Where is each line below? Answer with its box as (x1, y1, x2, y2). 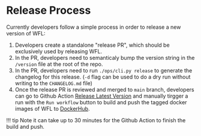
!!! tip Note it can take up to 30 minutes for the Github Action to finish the (6, 116, 186, 123)
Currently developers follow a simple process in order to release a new (6, 23, 181, 31)
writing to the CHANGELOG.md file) (14, 79, 93, 87)
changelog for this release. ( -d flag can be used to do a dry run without (14, 73, 191, 80)
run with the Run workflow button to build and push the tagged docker (14, 98, 187, 105)
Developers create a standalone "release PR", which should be (14, 41, 170, 49)
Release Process (6, 4, 91, 17)
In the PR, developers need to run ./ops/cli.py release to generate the (14, 67, 193, 74)
